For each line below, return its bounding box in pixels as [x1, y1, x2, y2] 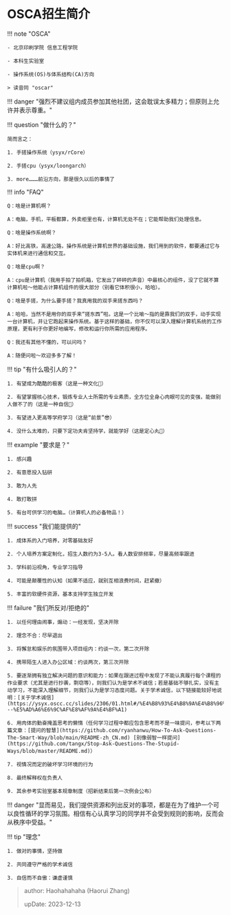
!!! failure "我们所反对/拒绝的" [7, 603, 90, 611]
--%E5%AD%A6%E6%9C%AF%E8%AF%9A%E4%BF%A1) [7, 706, 128, 713]
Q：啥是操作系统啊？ [7, 229, 57, 236]
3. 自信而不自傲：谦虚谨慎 [7, 874, 74, 881]
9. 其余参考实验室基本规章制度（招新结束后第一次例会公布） [7, 787, 155, 794]
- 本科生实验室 [7, 57, 45, 64]
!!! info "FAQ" [7, 188, 44, 196]
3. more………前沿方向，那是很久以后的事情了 [7, 175, 115, 183]
